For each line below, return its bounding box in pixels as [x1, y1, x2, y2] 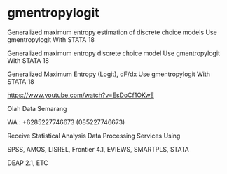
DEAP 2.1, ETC [7, 159, 49, 167]
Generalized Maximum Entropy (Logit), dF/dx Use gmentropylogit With [7, 70, 211, 78]
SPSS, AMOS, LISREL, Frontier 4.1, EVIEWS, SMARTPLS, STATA [7, 145, 189, 153]
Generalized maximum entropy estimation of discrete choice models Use [7, 28, 217, 36]
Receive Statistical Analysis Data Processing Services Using [7, 131, 181, 140]
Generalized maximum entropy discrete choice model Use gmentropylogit [7, 49, 221, 57]
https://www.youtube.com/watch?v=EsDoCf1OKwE [7, 91, 154, 99]
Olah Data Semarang [7, 104, 67, 113]
